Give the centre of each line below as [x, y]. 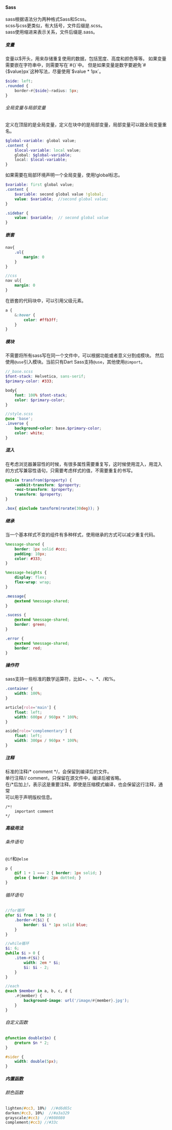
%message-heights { [26, 573]
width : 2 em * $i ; [42, 963]
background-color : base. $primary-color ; [58, 428]
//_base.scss [19, 372]
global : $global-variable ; [43, 155]
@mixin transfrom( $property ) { [39, 480]
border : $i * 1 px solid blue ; [56, 925]
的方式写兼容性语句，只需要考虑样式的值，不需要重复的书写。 [70, 470]
